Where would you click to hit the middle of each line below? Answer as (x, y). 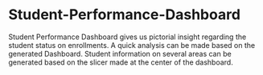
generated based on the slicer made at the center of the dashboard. (121, 62)
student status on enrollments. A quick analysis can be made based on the (132, 45)
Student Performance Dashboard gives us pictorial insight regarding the (127, 37)
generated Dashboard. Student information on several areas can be (120, 53)
